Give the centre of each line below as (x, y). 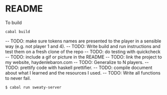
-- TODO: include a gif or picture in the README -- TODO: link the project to (83, 57)
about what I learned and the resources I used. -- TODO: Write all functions (83, 72)
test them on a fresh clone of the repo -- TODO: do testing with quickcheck (83, 51)
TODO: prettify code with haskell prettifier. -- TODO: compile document (79, 67)
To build (14, 22)
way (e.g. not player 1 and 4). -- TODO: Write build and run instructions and (83, 46)
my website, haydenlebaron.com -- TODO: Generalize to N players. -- (77, 62)
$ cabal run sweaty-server (33, 87)
